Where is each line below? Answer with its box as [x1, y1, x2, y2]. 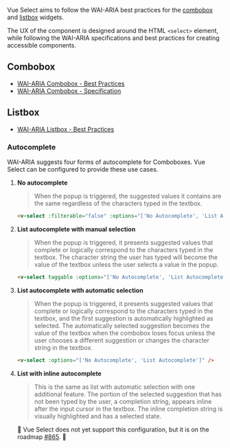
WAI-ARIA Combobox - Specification [16, 86, 122, 95]
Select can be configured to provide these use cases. [7, 165, 159, 173]
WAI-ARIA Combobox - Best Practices [16, 79, 125, 88]
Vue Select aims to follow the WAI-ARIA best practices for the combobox [7, 6, 213, 14]
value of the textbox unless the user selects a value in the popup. [34, 260, 219, 268]
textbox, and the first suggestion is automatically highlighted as [34, 314, 214, 323]
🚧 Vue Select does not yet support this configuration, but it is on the [16, 425, 209, 434]
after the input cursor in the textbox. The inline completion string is [34, 405, 223, 413]
